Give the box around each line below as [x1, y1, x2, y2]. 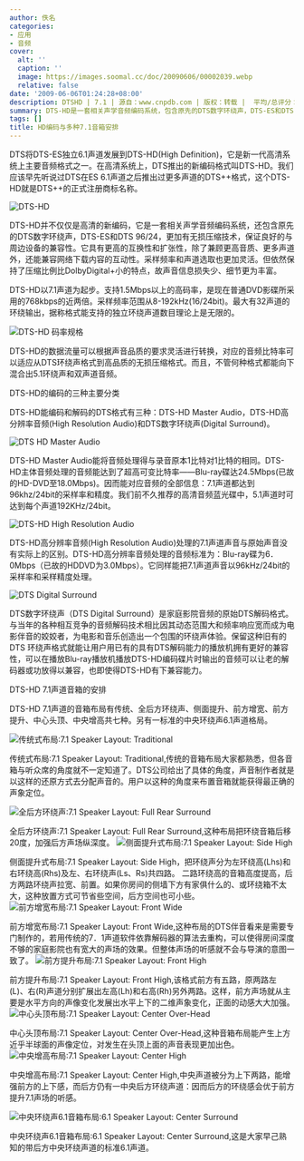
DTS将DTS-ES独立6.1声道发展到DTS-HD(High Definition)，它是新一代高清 [9, 149, 283, 160]
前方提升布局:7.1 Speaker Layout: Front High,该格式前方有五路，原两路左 [9, 974, 278, 985]
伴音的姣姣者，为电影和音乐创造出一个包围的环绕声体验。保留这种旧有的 [16, 631, 287, 641]
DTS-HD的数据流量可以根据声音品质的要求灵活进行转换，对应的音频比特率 [9, 346, 287, 356]
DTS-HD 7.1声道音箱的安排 [9, 684, 107, 695]
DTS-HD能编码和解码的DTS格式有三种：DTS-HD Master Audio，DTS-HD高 [9, 407, 290, 417]
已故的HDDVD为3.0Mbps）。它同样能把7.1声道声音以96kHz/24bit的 [43, 560, 290, 571]
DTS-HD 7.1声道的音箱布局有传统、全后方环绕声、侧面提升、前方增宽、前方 [9, 704, 290, 714]
